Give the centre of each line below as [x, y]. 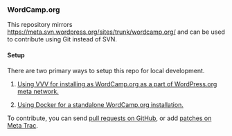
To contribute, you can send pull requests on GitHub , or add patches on [109, 118]
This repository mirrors [40, 25]
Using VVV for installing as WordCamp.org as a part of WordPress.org [117, 84]
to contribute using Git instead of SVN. [62, 39]
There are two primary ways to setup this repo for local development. [106, 70]
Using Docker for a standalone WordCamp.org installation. [100, 104]
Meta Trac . [23, 125]
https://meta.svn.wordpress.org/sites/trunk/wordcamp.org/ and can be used [116, 32]
